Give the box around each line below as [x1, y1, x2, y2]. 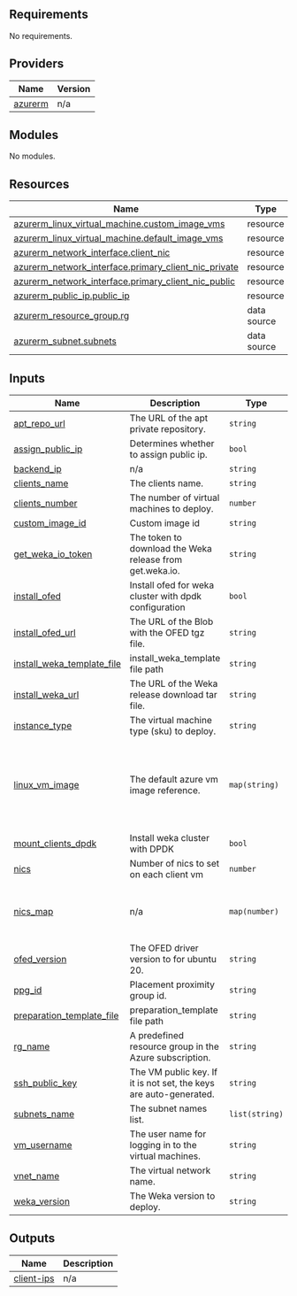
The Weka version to [129, 1190, 216, 1202]
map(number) [228, 906, 279, 916]
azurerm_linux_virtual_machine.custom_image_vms [13, 218, 225, 230]
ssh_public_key [13, 1077, 78, 1090]
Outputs [9, 1230, 56, 1246]
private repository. [129, 423, 206, 436]
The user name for [129, 1128, 207, 1140]
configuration [129, 601, 186, 613]
